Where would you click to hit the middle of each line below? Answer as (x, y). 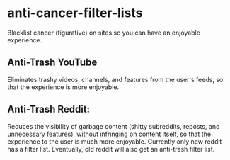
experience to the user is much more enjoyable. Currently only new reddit (115, 141)
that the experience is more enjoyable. (63, 87)
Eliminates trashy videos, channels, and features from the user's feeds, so (115, 79)
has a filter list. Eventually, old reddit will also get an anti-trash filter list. (111, 149)
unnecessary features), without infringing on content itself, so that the (109, 134)
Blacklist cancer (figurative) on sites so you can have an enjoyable (104, 33)
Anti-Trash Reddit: (49, 109)
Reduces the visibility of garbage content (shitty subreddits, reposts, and (114, 126)
